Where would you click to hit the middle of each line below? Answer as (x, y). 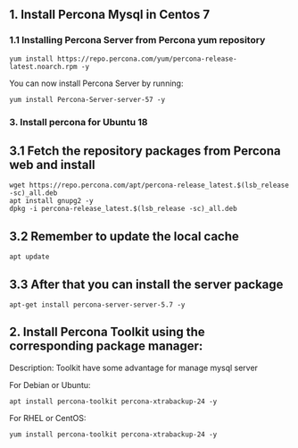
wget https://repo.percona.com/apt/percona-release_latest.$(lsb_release (149, 186)
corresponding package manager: (106, 347)
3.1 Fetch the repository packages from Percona (145, 151)
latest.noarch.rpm (43, 66)
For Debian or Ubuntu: (50, 385)
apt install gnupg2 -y (51, 201)
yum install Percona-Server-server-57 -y (87, 99)
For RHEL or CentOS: (48, 418)
